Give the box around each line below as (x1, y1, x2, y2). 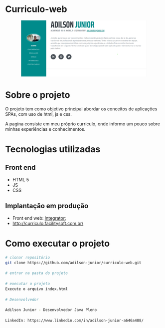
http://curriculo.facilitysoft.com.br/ (12, 220, 84, 226)
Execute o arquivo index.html (5, 286, 68, 292)
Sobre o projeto (5, 89, 70, 101)
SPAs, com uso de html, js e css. (5, 111, 72, 117)
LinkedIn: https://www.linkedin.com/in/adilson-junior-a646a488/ (5, 318, 144, 323)
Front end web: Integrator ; (12, 215, 66, 221)
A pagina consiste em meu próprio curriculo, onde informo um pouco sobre (5, 121, 161, 127)
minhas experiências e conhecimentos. (5, 126, 86, 132)
